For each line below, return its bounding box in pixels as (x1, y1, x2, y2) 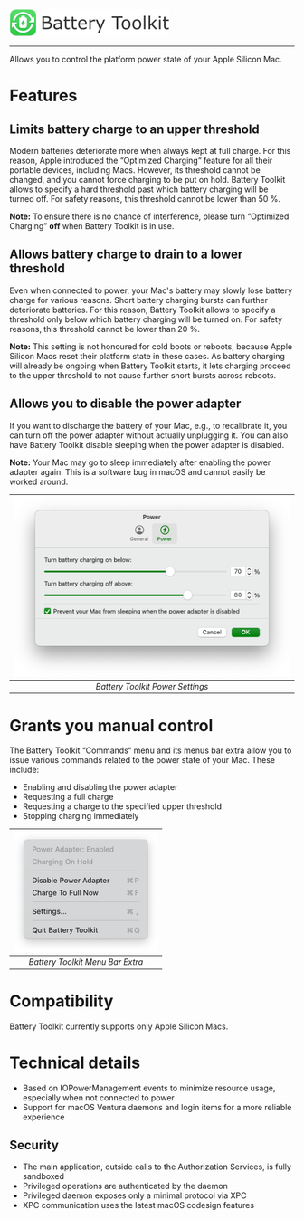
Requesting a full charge (22, 792, 114, 803)
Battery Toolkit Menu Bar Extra (28, 957, 143, 967)
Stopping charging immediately (22, 811, 139, 822)
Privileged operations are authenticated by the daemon (22, 1181, 228, 1192)
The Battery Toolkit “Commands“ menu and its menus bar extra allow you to (9, 745, 292, 756)
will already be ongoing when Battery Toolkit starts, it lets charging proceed (9, 360, 291, 371)
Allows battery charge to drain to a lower (9, 247, 243, 262)
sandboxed (22, 1171, 65, 1182)
